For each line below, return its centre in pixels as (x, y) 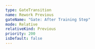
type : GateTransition (28, 10)
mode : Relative (22, 24)
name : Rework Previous (30, 15)
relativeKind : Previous (31, 29)
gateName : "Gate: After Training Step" (48, 19)
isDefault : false (24, 39)
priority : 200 (21, 34)
